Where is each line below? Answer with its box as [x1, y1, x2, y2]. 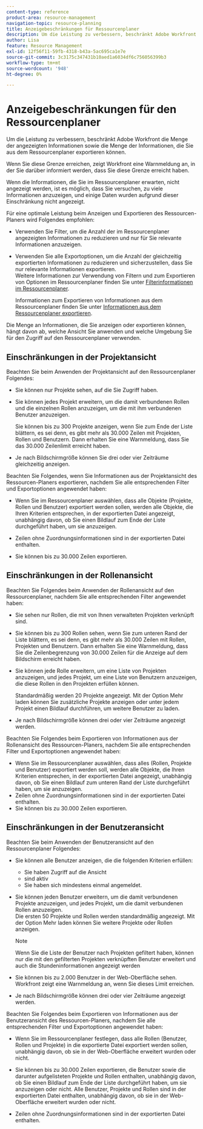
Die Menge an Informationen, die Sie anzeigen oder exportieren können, [6, 322, 187, 329]
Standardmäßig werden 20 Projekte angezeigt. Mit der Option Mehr [15, 691, 184, 699]
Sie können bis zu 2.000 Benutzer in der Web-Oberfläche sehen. [15, 973, 178, 981]
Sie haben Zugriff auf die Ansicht [24, 868, 107, 875]
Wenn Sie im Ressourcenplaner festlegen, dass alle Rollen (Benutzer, [15, 1035, 187, 1042]
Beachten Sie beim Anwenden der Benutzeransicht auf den [6, 838, 155, 846]
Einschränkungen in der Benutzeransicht [6, 822, 164, 833]
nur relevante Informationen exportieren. [15, 266, 116, 273]
